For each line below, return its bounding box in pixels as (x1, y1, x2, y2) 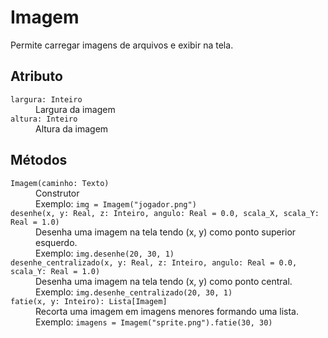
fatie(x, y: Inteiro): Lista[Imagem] (10, 296, 168, 306)
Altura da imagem (35, 122, 109, 135)
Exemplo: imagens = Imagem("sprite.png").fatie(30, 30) (35, 316, 273, 328)
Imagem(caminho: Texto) (10, 178, 110, 188)
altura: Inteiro (10, 114, 78, 124)
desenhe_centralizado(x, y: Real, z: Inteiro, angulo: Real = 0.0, (10, 257, 298, 268)
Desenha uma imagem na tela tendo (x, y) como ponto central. (35, 275, 293, 287)
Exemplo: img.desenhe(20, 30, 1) (35, 247, 175, 259)
